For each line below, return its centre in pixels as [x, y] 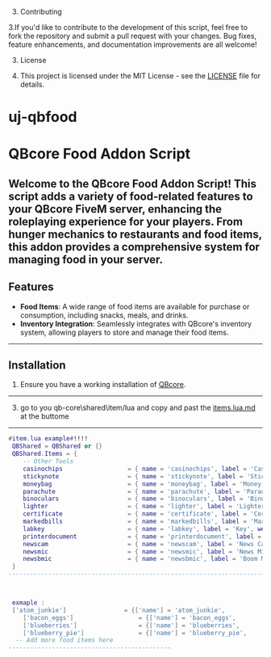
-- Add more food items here [65, 640]
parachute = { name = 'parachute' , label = [131, 491]
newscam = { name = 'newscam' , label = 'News [138, 544]
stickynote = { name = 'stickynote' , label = [133, 476]
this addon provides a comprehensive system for [134, 247]
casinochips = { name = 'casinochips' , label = [135, 469]
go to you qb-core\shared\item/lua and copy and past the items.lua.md [138, 408]
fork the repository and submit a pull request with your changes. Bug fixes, [132, 36]
